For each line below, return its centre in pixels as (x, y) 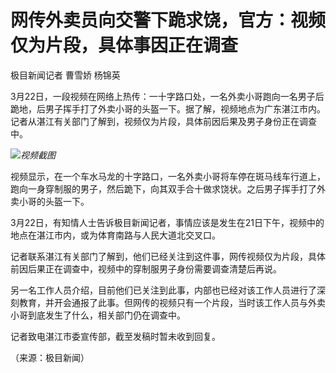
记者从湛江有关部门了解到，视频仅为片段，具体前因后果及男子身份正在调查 (163, 121)
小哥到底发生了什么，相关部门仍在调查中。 (98, 315)
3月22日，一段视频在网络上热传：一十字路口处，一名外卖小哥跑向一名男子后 (167, 96)
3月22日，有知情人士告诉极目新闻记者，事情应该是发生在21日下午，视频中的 (167, 222)
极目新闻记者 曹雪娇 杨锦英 (65, 75)
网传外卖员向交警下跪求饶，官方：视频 (168, 20)
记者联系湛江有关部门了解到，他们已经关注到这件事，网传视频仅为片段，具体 (168, 256)
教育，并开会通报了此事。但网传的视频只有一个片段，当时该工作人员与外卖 (172, 302)
